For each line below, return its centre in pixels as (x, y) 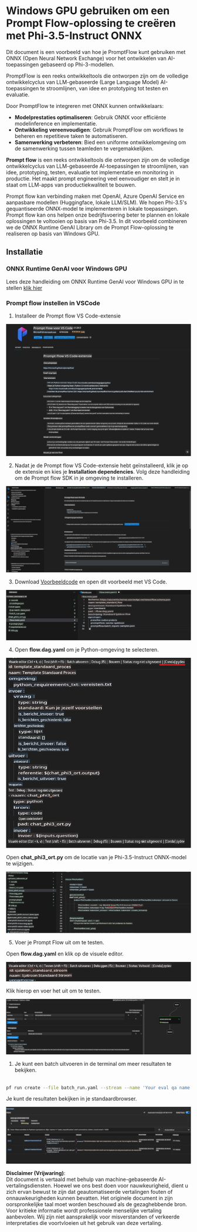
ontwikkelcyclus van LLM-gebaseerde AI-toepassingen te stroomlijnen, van (97, 166)
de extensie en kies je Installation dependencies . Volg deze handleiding (102, 471)
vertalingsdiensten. (29, 1186)
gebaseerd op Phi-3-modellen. (77, 64)
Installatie (25, 252)
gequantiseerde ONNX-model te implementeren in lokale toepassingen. (92, 208)
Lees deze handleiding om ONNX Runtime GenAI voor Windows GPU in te (95, 281)
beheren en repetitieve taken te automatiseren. (71, 136)
